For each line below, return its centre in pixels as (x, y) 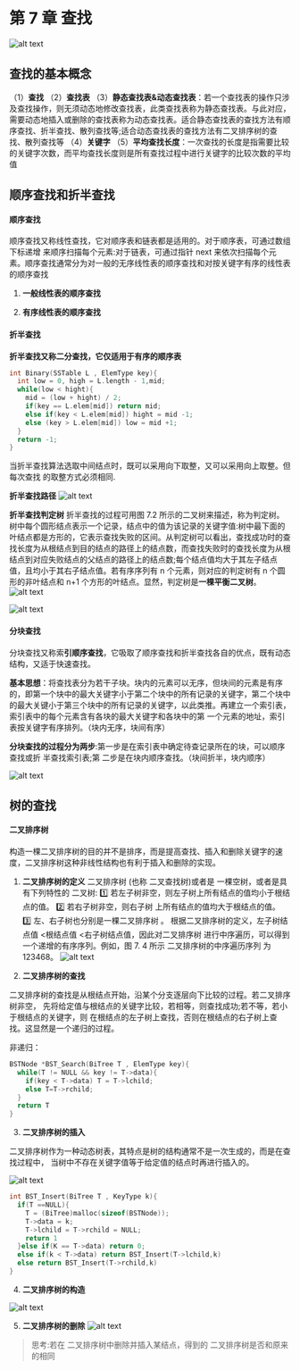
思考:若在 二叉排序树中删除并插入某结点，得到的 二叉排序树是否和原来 (159, 1344)
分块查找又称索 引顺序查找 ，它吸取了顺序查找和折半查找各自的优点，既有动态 (150, 652)
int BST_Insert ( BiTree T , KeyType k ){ (83, 1197)
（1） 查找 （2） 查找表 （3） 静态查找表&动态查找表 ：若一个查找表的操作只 (146, 97)
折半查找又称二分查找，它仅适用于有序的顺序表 (95, 356)
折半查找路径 (33, 496)
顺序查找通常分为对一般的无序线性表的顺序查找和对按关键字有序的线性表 (158, 263)
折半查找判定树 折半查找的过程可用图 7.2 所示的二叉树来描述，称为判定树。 (147, 515)
